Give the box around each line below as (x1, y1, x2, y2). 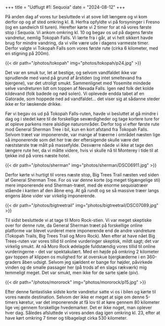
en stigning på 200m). (5, 50, 50, 56)
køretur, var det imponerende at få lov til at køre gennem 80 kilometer (19, 299, 160, 305)
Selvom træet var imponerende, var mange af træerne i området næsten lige (5, 132, 161, 137)
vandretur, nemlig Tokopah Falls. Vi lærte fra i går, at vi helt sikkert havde (5, 35, 153, 41)
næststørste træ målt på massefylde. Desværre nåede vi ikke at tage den (5, 142, 154, 148)
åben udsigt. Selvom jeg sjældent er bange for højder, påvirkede (22, 259, 153, 265)
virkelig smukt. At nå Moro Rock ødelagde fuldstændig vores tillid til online (5, 244, 156, 249)
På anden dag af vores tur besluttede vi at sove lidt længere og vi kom (5, 14, 148, 19)
